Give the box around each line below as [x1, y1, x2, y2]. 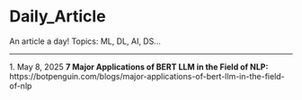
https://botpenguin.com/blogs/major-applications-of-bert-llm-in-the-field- [9, 71, 285, 81]
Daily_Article [9, 6, 106, 27]
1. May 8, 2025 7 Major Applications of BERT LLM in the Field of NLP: [9, 61, 269, 72]
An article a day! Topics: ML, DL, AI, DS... [9, 36, 162, 46]
